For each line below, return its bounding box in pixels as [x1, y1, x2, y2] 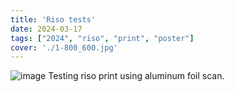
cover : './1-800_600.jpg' [10, 42, 118, 53]
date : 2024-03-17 [10, 24, 83, 34]
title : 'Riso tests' [10, 14, 97, 25]
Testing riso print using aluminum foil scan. [48, 70, 225, 82]
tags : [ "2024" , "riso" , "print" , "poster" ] [10, 33, 195, 43]
